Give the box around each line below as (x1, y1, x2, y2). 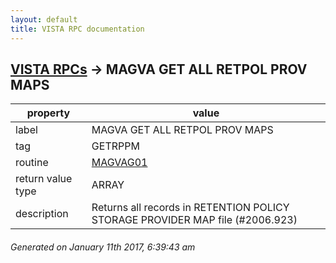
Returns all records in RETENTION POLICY (91, 201, 290, 215)
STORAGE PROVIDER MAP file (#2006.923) (91, 213, 298, 227)
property (26, 106, 71, 120)
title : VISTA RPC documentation (10, 24, 145, 34)
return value (15, 172, 73, 186)
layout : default (10, 14, 78, 25)
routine (15, 156, 49, 170)
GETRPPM (91, 139, 140, 153)
